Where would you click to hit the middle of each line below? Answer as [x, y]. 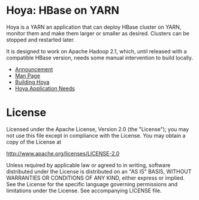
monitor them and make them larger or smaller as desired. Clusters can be [98, 33]
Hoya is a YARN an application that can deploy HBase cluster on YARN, [94, 27]
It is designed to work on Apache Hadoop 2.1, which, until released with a [97, 51]
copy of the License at [34, 142]
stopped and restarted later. [40, 40]
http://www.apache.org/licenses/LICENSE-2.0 [63, 153]
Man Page [28, 75]
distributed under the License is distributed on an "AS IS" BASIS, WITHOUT [99, 171]
